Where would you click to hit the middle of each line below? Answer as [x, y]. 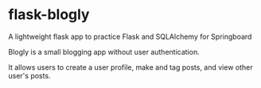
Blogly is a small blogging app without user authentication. [104, 52]
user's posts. [29, 75]
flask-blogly [49, 15]
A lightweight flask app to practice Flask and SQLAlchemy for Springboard [130, 36]
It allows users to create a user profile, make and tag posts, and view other [130, 67]
